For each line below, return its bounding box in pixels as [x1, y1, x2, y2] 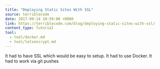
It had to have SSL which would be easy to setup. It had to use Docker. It [5, 53, 152, 59]
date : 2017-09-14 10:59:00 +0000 [5, 16, 74, 21]
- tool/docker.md [9, 35, 45, 40]
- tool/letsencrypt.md [9, 39, 56, 44]
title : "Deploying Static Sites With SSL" [5, 7, 94, 12]
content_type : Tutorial [5, 26, 54, 31]
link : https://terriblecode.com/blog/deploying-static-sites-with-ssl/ [5, 21, 155, 26]
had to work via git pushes [5, 58, 59, 64]
